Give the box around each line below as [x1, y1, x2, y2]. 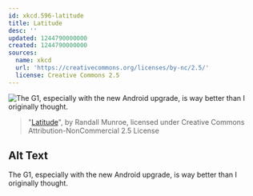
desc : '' [8, 26, 38, 34]
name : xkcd [15, 57, 52, 65]
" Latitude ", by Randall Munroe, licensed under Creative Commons [27, 117, 245, 126]
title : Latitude [8, 19, 62, 27]
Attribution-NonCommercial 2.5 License [27, 126, 160, 135]
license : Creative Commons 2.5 [15, 71, 120, 79]
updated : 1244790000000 [8, 34, 88, 42]
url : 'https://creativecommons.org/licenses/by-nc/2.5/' [15, 64, 210, 72]
